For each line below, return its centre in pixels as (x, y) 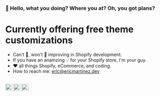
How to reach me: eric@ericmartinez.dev (56, 71)
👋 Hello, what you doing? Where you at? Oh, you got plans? (80, 8)
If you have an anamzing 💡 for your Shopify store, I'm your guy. (80, 60)
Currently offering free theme (70, 30)
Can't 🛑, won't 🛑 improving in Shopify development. (67, 54)
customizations (39, 40)
